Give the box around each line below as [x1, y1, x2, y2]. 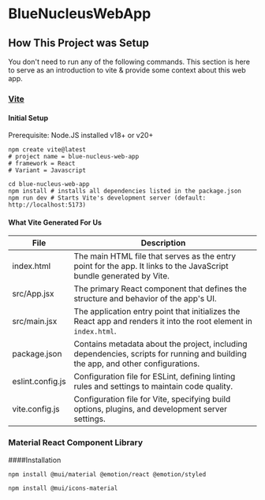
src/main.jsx [12, 316, 58, 327]
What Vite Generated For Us [8, 218, 103, 227]
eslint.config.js [12, 376, 66, 387]
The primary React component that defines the [73, 283, 247, 294]
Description [140, 237, 186, 248]
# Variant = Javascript [8, 166, 87, 174]
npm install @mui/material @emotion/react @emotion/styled [8, 470, 207, 478]
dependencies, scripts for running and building [73, 349, 247, 360]
